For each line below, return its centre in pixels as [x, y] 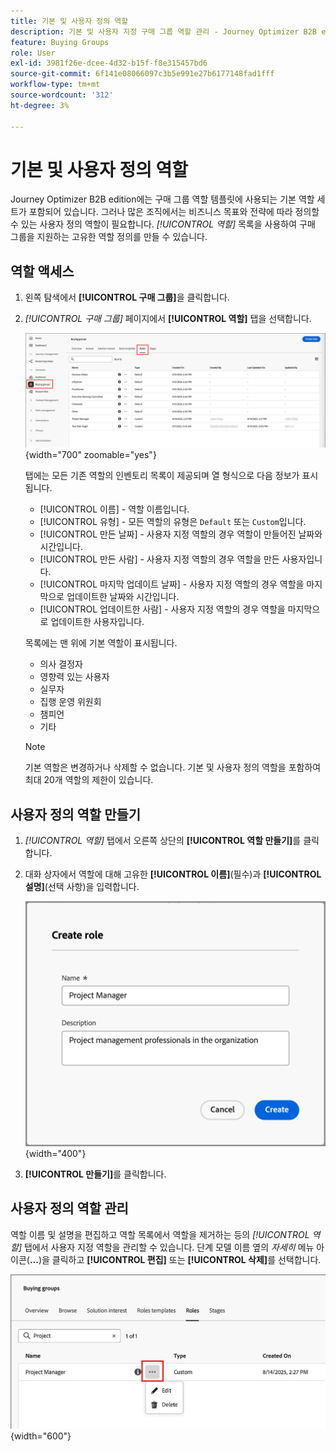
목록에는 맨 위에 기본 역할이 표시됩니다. [101, 643]
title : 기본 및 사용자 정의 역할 [69, 21]
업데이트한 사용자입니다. [97, 622]
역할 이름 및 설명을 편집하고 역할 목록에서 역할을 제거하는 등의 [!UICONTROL [160, 1234]
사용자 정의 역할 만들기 [76, 814]
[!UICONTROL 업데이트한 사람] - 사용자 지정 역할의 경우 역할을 [162, 609]
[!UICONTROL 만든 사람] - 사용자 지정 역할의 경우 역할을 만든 [159, 559]
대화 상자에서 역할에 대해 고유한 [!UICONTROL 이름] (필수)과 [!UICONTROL [173, 874]
